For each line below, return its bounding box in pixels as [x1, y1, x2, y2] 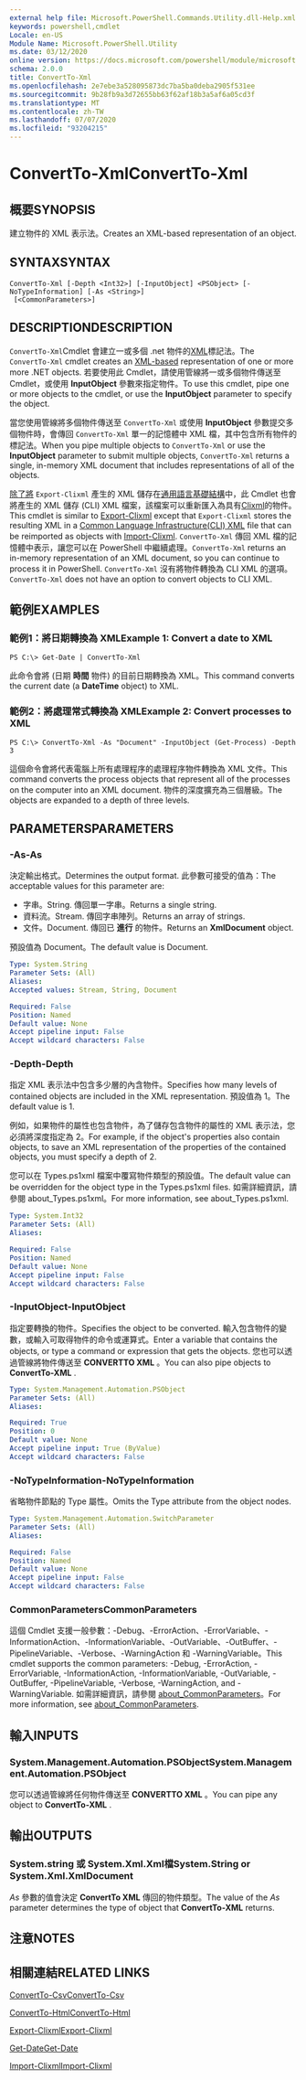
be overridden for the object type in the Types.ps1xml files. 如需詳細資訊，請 [9, 1181, 298, 1193]
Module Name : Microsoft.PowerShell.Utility [9, 38, 178, 48]
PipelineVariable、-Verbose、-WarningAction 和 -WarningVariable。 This [9, 1648, 283, 1659]
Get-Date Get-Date [9, 2043, 79, 2053]
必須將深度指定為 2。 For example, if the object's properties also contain [9, 1131, 280, 1143]
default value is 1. [9, 1101, 75, 1112]
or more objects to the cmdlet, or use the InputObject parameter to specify [9, 388, 292, 399]
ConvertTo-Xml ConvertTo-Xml [9, 164, 248, 184]
